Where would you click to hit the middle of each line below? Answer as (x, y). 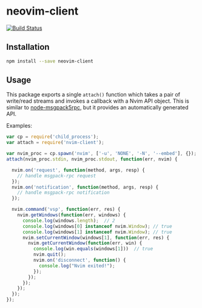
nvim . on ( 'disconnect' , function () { (79, 260)
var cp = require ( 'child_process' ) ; (52, 137)
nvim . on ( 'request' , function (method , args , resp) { (79, 170)
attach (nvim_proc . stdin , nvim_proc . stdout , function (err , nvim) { (92, 159)
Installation (28, 47)
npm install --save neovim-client (50, 61)
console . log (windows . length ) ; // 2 (69, 221)
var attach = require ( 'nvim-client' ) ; (55, 143)
